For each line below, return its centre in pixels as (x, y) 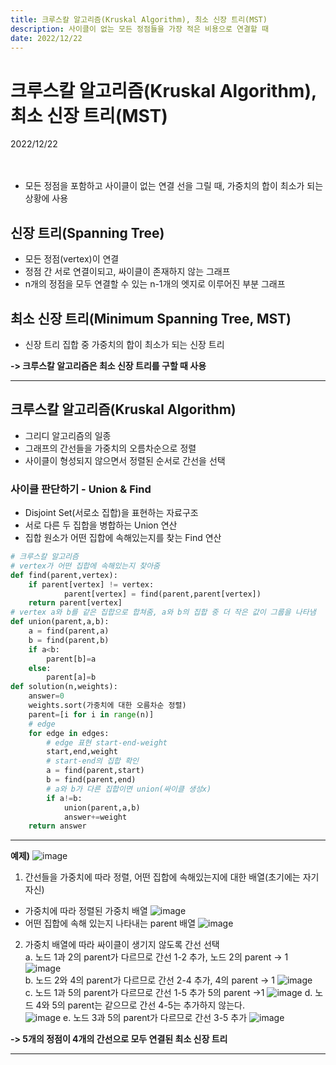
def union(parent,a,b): (60, 622)
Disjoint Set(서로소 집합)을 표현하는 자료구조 (111, 513)
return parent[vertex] (75, 603)
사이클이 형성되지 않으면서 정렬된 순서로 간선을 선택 (125, 460)
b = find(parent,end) (91, 780)
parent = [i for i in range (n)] (91, 714)
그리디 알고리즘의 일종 (68, 435)
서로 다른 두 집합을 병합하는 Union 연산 (101, 525)
